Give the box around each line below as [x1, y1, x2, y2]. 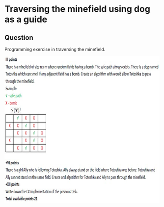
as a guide [4, 14, 48, 25]
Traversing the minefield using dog [4, 3, 151, 15]
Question [4, 33, 33, 42]
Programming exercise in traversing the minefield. [4, 47, 106, 52]
